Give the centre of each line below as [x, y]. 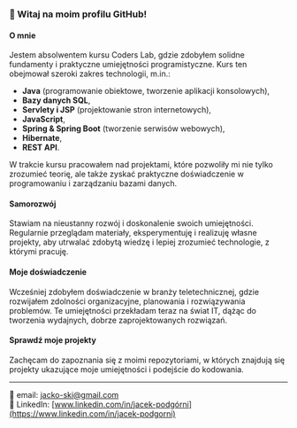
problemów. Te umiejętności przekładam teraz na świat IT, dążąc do [133, 310]
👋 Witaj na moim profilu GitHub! [78, 14]
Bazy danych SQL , [56, 100]
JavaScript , [44, 120]
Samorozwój [33, 204]
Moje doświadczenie [48, 272]
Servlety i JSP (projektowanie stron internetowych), [117, 110]
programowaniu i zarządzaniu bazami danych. [93, 183]
